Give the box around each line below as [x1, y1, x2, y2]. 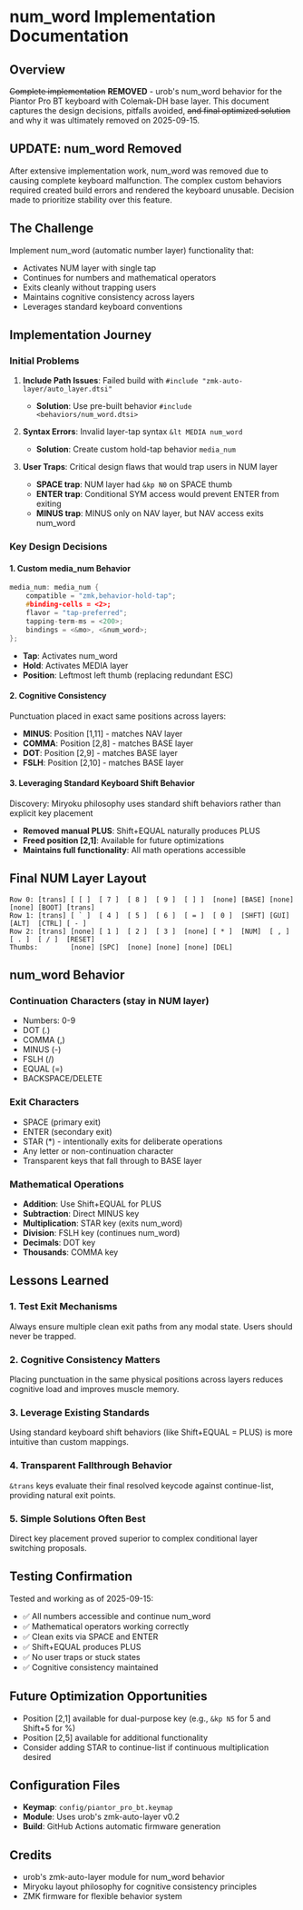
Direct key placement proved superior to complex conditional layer [9, 1533, 259, 1544]
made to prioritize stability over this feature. [9, 194, 172, 205]
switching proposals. [9, 1542, 88, 1553]
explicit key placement [9, 807, 93, 819]
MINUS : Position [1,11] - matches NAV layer [22, 728, 183, 739]
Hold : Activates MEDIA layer [22, 660, 129, 671]
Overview [9, 62, 66, 77]
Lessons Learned [9, 1273, 109, 1288]
